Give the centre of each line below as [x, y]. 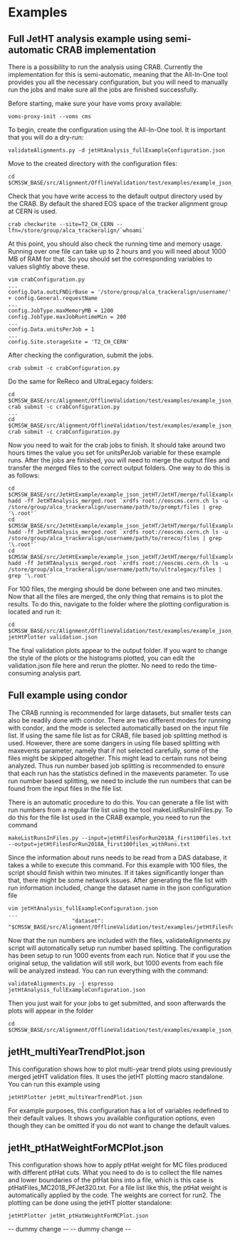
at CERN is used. [33, 211]
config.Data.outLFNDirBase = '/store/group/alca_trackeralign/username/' [120, 292]
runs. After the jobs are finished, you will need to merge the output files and [119, 460]
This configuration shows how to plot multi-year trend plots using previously [120, 1069]
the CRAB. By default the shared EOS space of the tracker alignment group [118, 203]
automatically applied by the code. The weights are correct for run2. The [115, 1195]
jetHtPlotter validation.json [53, 637]
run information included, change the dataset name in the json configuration [120, 887]
